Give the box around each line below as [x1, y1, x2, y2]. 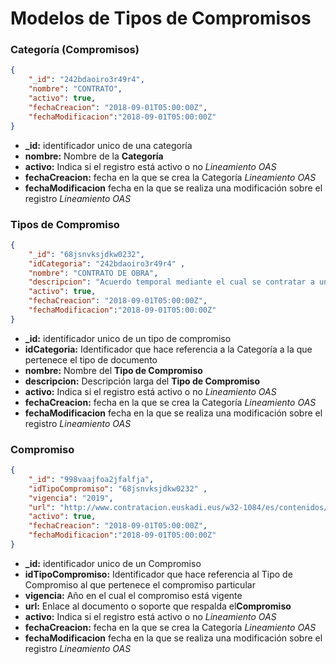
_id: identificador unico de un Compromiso [24, 557, 202, 569]
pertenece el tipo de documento [24, 353, 158, 366]
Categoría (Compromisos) [10, 43, 140, 57]
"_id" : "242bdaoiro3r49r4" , [28, 75, 145, 85]
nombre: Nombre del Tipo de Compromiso [24, 364, 203, 376]
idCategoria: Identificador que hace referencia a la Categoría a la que [24, 343, 313, 355]
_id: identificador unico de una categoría [24, 139, 193, 151]
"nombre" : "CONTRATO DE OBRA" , [28, 268, 159, 278]
